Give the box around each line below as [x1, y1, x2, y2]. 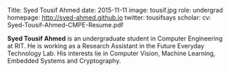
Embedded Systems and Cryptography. [7, 57, 121, 65]
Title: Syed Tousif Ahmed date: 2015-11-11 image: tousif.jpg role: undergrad [7, 6, 223, 14]
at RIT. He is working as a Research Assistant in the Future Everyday [7, 42, 205, 50]
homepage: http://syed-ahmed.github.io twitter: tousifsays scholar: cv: [7, 13, 212, 22]
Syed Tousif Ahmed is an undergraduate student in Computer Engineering [7, 34, 223, 43]
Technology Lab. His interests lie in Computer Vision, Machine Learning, [7, 49, 216, 57]
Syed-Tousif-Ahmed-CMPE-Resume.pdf [7, 21, 124, 29]
